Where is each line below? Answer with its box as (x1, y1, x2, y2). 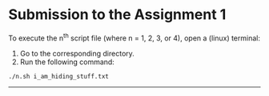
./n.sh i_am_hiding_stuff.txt (8, 72, 110, 80)
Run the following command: (19, 57, 114, 67)
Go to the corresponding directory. (19, 48, 134, 58)
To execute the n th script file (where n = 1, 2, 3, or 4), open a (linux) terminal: (8, 32, 260, 43)
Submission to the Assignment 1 (8, 6, 227, 24)
